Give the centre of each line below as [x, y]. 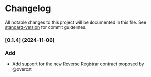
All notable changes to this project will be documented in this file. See [76, 22]
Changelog [28, 9]
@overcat [22, 69]
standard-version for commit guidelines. [46, 27]
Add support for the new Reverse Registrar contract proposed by [78, 64]
